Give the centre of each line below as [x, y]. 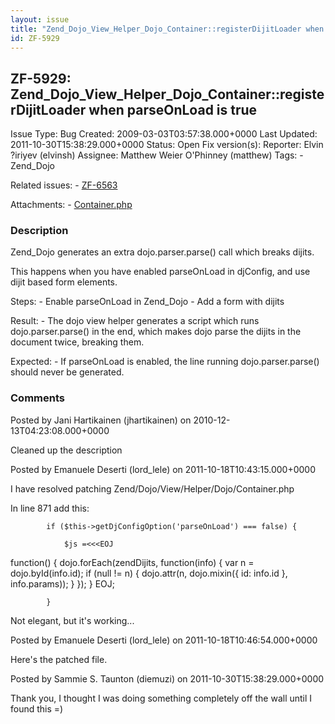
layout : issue [40, 19]
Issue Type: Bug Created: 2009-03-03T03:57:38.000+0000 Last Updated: [164, 134]
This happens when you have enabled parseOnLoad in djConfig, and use [160, 272]
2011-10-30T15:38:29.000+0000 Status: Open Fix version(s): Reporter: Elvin [167, 145]
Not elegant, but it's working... [72, 620]
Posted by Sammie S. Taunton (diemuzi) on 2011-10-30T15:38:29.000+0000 [167, 678]
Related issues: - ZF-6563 [64, 185]
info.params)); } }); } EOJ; [62, 583]
